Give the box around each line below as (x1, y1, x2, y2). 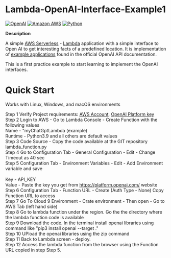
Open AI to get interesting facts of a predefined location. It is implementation (5, 45, 166, 52)
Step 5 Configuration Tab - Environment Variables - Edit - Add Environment (5, 160, 163, 166)
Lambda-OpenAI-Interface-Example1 (5, 4, 166, 15)
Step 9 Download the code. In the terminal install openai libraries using (5, 220, 154, 226)
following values (5, 122, 40, 128)
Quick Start (5, 84, 55, 96)
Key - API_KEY (5, 176, 36, 182)
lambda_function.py (5, 144, 47, 150)
